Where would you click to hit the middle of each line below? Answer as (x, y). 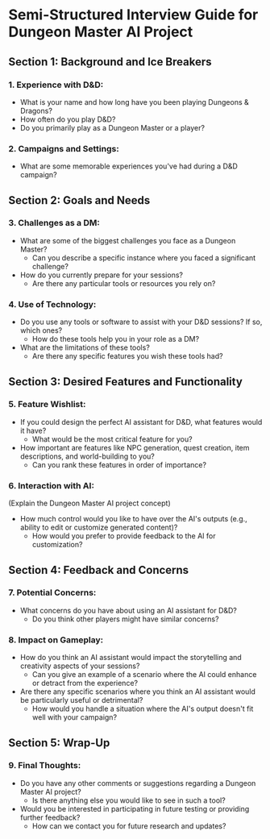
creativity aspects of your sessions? (80, 666)
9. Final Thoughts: (45, 766)
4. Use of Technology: (52, 304)
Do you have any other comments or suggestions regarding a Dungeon (138, 783)
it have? (33, 430)
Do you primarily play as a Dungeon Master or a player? (112, 127)
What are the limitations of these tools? (85, 347)
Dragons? (36, 110)
